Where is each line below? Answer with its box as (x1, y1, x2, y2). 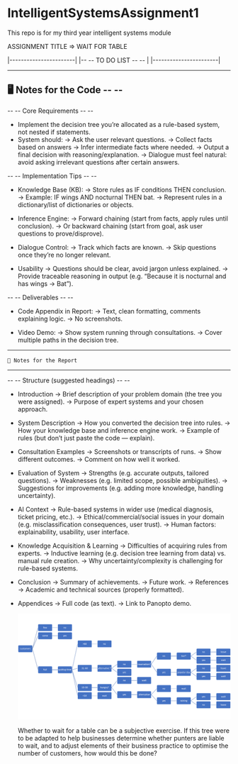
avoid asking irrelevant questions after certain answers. (17, 157, 180, 166)
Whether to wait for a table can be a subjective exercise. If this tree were (17, 726, 230, 735)
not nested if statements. (17, 128, 91, 136)
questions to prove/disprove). (17, 229, 104, 238)
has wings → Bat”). (17, 279, 74, 288)
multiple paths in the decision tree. (17, 336, 119, 344)
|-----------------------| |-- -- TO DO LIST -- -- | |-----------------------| (7, 55, 221, 65)
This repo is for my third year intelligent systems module (7, 28, 171, 37)
